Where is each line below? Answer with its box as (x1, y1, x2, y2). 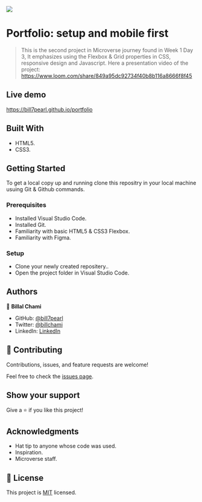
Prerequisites (6, 201, 46, 209)
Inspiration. (14, 449, 43, 456)
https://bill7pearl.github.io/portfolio (6, 106, 93, 113)
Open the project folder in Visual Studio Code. (14, 269, 130, 276)
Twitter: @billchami (14, 321, 63, 328)
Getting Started (6, 163, 66, 174)
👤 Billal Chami (6, 302, 42, 310)
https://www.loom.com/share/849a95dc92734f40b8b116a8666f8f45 (21, 72, 192, 79)
